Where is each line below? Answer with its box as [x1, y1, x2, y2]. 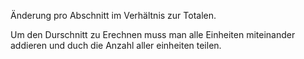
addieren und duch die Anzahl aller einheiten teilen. [10, 40, 222, 51]
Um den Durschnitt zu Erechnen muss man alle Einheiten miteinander [10, 29, 296, 40]
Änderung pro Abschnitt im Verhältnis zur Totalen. [10, 10, 217, 21]
